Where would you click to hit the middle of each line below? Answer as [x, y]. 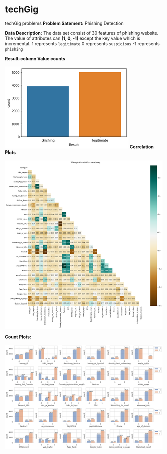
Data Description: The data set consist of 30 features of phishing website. [82, 33]
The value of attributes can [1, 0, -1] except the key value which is [73, 38]
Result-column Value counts [35, 58]
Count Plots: [18, 337]
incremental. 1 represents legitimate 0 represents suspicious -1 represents [82, 43]
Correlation [142, 147]
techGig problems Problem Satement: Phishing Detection [64, 23]
